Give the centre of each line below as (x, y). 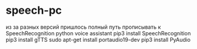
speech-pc (34, 10)
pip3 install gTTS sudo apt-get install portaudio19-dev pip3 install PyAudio (98, 39)
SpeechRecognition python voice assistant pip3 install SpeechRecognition (98, 33)
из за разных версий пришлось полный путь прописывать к (83, 27)
